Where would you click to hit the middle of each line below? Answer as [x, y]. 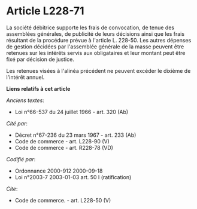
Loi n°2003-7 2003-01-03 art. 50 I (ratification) [73, 177]
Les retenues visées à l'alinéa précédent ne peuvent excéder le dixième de [99, 70]
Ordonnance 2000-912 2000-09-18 [59, 171]
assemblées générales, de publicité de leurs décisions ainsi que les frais [95, 33]
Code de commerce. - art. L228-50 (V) [63, 200]
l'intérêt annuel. [25, 77]
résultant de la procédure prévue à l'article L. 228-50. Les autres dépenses [99, 40]
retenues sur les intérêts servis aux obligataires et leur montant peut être [96, 53]
